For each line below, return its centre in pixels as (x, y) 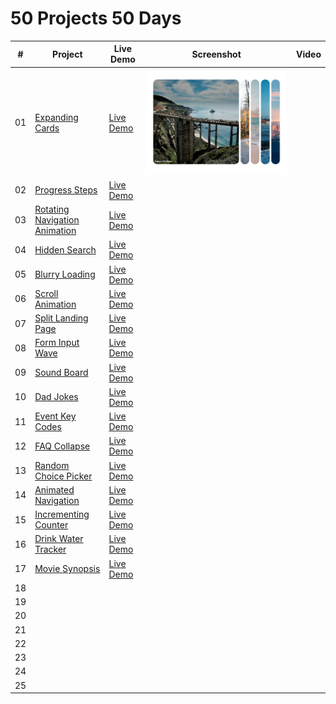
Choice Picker (63, 476)
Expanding (56, 117)
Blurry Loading (65, 274)
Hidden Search (65, 249)
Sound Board (61, 373)
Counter (51, 525)
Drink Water (59, 539)
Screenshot (216, 54)
